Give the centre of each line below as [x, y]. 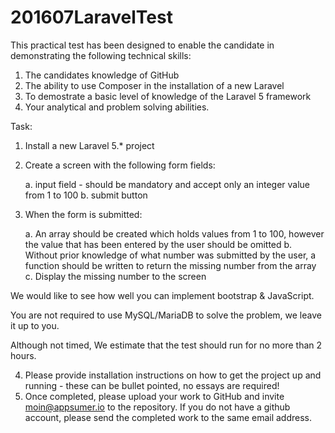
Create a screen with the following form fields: [120, 165]
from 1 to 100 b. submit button [86, 195]
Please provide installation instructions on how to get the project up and [173, 375]
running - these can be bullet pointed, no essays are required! [152, 385]
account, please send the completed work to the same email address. [168, 417]
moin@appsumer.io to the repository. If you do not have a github [157, 407]
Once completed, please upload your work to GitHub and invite [154, 396]
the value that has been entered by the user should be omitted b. [158, 244]
